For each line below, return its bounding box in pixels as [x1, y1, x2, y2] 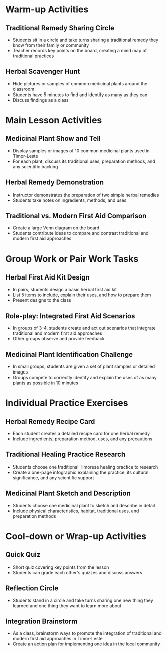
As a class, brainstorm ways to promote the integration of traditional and [12, 630, 162, 636]
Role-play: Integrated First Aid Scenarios [5, 312, 135, 320]
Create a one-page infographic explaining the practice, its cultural [12, 469, 149, 475]
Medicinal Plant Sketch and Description [5, 489, 131, 498]
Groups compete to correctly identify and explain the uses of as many [12, 375, 157, 381]
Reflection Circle [5, 584, 59, 593]
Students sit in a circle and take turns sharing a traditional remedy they [12, 37, 159, 43]
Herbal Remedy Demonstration [5, 178, 104, 187]
